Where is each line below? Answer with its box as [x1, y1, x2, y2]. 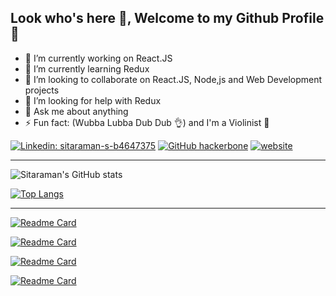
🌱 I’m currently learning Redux [24, 62, 150, 75]
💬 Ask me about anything [24, 105, 129, 117]
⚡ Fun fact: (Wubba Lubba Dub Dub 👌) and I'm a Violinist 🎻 [24, 116, 270, 128]
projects [24, 84, 60, 96]
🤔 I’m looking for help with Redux [24, 94, 162, 106]
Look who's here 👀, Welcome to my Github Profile [10, 10, 325, 27]
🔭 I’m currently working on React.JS [24, 52, 173, 64]
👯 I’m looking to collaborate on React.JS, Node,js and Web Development [24, 73, 323, 85]
